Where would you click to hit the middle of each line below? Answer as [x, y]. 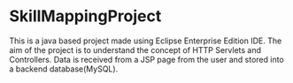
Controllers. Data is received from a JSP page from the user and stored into [147, 59]
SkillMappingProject [85, 16]
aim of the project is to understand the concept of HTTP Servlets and [135, 49]
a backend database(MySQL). [64, 69]
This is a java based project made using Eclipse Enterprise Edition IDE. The [146, 41]
